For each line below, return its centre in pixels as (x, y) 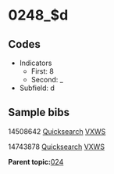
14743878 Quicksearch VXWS (57, 147)
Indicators (36, 63)
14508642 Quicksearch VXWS (57, 131)
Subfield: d (37, 88)
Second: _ (47, 80)
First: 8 (43, 71)
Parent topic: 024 (36, 161)
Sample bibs (39, 112)
